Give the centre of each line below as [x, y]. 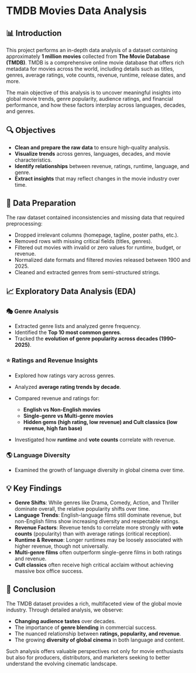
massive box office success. [49, 571]
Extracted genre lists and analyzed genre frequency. [78, 326]
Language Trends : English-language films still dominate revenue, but [98, 515]
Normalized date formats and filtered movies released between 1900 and [102, 259]
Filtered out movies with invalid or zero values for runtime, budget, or [98, 247]
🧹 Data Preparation [41, 203]
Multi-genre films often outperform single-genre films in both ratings [98, 552]
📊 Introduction [34, 33]
